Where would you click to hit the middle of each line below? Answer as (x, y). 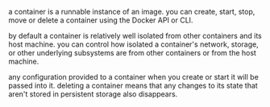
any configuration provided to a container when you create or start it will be (134, 77)
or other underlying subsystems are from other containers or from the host (132, 53)
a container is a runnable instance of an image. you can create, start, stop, (132, 12)
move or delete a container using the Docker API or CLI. (101, 20)
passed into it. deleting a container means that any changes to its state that (133, 85)
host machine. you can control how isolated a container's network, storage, (134, 44)
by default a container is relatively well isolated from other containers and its (135, 36)
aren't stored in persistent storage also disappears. (93, 94)
